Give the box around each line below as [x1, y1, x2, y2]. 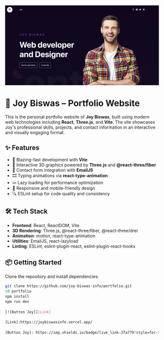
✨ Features [5, 144, 40, 152]
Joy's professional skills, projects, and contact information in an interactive [5, 124, 156, 130]
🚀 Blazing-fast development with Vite [12, 157, 88, 162]
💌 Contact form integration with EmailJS [12, 167, 94, 173]
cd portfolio [5, 289, 32, 294]
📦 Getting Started [5, 258, 62, 267]
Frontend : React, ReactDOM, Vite [12, 223, 80, 228]
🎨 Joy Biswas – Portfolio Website [5, 98, 140, 109]
